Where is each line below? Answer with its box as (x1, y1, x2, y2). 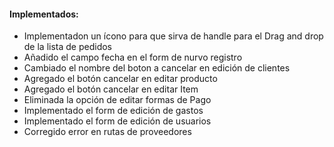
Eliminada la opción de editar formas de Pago (23, 94, 212, 106)
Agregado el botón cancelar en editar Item (23, 83, 199, 95)
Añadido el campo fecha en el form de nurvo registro (23, 51, 243, 64)
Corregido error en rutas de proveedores (23, 126, 192, 138)
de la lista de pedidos (23, 41, 113, 53)
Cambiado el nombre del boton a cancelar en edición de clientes (23, 62, 291, 74)
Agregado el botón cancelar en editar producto (23, 73, 218, 85)
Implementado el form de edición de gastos (23, 105, 204, 117)
